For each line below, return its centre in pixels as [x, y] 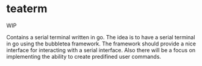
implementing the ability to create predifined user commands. [84, 56]
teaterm [27, 9]
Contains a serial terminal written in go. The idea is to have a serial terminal [101, 37]
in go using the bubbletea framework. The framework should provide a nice [101, 44]
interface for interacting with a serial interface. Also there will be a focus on [101, 50]
